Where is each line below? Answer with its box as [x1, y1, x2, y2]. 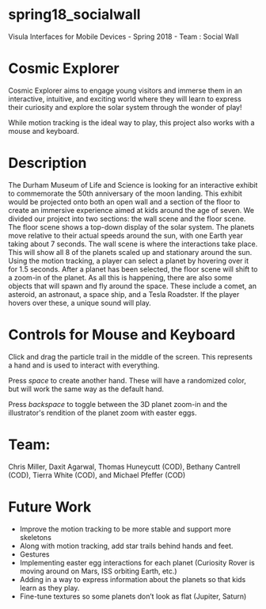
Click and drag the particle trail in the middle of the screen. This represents [8, 352, 253, 361]
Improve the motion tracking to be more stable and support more [19, 524, 231, 534]
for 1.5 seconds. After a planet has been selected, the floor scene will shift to [8, 264, 258, 274]
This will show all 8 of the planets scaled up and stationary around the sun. [8, 247, 253, 257]
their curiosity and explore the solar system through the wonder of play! [8, 102, 242, 112]
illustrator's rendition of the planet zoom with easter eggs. [8, 408, 197, 417]
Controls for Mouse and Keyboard [8, 326, 236, 344]
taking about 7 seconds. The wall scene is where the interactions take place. [8, 239, 258, 249]
